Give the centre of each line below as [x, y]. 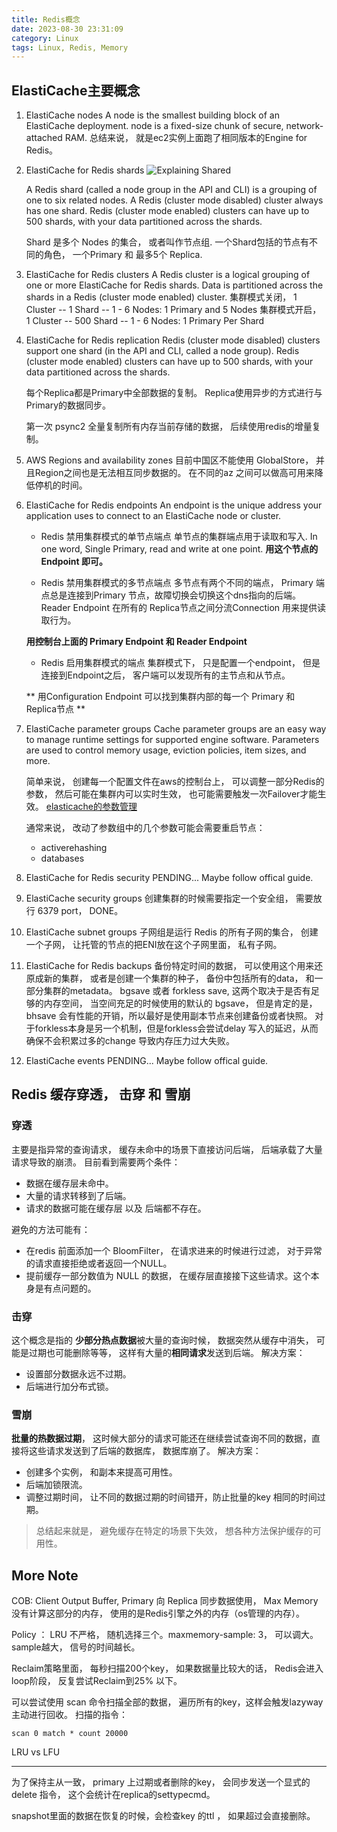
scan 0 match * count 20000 [70, 1734]
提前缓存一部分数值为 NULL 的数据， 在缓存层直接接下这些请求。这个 [168, 1275]
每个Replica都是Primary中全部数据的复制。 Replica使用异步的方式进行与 [174, 393]
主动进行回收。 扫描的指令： [69, 1715]
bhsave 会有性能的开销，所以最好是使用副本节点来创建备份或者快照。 [169, 1016]
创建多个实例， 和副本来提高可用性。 [101, 1472]
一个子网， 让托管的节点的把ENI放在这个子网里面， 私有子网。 [154, 945]
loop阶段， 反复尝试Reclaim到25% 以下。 [97, 1681]
